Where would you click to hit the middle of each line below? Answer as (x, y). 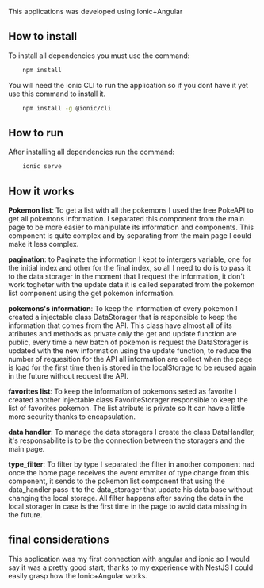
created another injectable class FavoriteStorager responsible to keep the (128, 400)
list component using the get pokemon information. (92, 294)
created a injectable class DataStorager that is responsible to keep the (123, 317)
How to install (43, 36)
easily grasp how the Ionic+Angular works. (78, 575)
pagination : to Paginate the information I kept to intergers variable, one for (130, 259)
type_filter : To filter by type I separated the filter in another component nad (132, 464)
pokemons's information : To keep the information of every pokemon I (123, 309)
